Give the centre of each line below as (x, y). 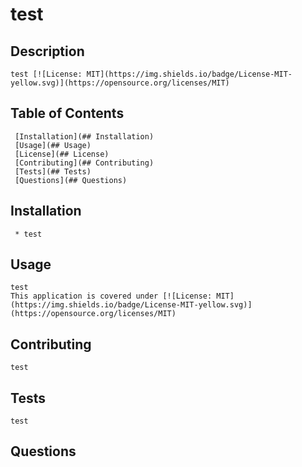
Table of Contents (67, 113)
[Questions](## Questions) (71, 180)
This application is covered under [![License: (111, 296)
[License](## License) (62, 154)
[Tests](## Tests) (53, 171)
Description (47, 51)
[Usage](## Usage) (53, 145)
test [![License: (46, 74)
